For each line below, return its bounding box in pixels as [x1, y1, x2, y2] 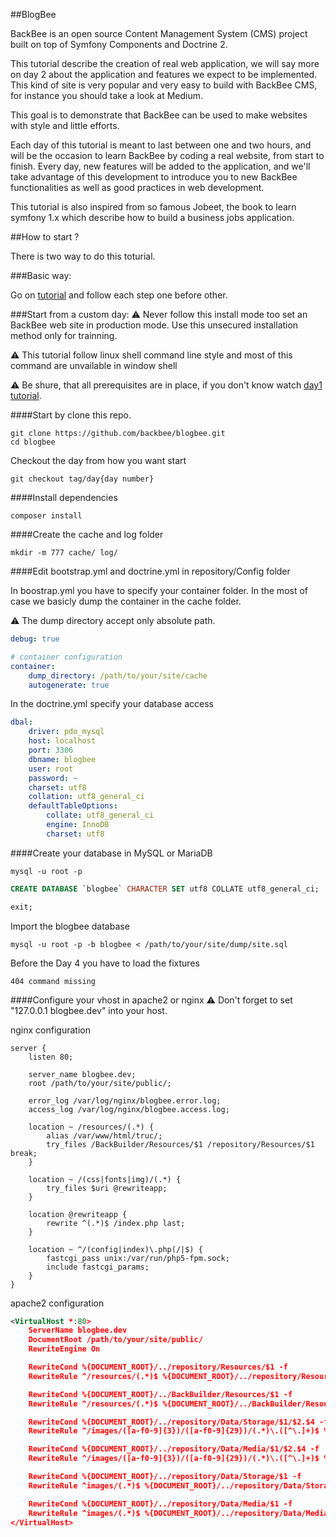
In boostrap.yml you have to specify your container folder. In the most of [10, 585, 309, 596]
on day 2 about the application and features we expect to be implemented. [10, 69, 318, 80]
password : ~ [28, 773, 78, 783]
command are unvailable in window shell [10, 360, 178, 371]
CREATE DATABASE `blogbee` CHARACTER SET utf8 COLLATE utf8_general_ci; [10, 884, 320, 894]
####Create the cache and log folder [10, 529, 164, 540]
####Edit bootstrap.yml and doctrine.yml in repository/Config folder [10, 565, 291, 577]
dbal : [10, 717, 33, 728]
